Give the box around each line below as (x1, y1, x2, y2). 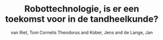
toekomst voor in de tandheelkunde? (5, 13, 159, 25)
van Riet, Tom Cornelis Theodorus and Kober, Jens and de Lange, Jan (10, 29, 153, 35)
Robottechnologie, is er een (24, 3, 139, 14)
